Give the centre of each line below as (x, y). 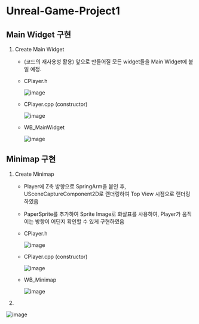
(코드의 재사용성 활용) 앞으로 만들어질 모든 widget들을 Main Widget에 (105, 62)
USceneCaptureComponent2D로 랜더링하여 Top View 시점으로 (99, 194)
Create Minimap (35, 174)
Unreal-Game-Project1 (63, 11)
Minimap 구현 (31, 159)
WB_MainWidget (44, 127)
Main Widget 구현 (39, 34)
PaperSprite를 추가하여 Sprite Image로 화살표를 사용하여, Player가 (102, 214)
